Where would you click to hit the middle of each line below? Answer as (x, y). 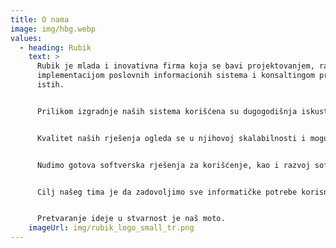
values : (26, 38)
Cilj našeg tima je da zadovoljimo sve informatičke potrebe (167, 192)
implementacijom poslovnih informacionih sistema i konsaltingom (175, 76)
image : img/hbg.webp (53, 29)
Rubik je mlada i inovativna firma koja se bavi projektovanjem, (175, 66)
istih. (50, 85)
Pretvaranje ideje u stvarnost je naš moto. (131, 219)
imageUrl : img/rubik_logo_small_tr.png (111, 228)
